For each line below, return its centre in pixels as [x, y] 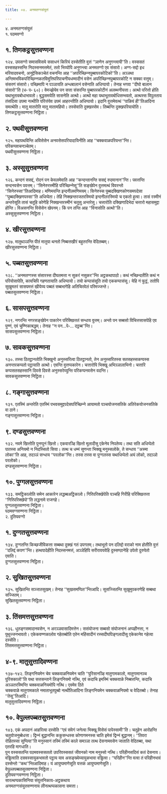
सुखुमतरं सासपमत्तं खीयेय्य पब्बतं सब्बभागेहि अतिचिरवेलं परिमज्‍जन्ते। [57, 286]
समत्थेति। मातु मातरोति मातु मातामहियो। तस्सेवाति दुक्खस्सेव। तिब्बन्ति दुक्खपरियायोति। [73, 107]
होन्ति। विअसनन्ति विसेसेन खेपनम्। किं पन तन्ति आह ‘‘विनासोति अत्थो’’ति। [64, 208]
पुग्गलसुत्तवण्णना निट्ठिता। [25, 505]
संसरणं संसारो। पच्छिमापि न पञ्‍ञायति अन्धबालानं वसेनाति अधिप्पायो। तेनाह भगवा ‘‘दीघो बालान [79, 84]
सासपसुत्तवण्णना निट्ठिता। [25, 331]
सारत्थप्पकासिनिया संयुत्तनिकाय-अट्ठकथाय [38, 780]
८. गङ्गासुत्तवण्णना [27, 392]
